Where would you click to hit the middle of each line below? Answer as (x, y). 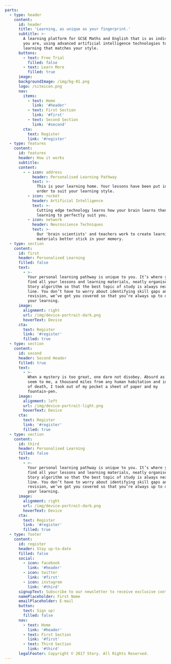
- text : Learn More (44, 67)
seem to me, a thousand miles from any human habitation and (94, 382)
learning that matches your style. (61, 48)
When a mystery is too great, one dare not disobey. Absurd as (96, 377)
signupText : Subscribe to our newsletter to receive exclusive (87, 592)
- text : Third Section (47, 644)
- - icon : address (43, 172)
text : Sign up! (39, 611)
